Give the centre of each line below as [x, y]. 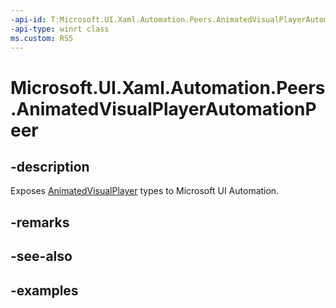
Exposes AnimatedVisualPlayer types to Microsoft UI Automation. [145, 191]
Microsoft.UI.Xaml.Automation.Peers [168, 87]
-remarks [40, 222]
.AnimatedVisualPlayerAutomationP [163, 108]
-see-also [41, 256]
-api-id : [28, 19]
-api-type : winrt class [60, 29]
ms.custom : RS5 [42, 38]
